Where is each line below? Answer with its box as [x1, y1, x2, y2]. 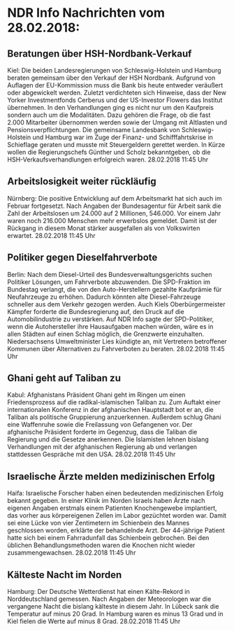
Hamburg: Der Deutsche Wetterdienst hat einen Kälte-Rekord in [7, 588, 190, 596]
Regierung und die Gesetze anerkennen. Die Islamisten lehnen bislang [7, 435, 209, 444]
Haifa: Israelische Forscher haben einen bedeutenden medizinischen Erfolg [7, 489, 224, 497]
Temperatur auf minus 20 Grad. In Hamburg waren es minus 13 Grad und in [7, 610, 224, 618]
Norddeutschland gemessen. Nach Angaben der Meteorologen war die [7, 595, 212, 603]
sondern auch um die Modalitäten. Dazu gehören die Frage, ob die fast [7, 111, 211, 119]
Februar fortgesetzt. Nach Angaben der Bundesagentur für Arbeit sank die [7, 201, 221, 210]
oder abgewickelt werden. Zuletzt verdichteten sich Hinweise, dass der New [7, 89, 227, 97]
